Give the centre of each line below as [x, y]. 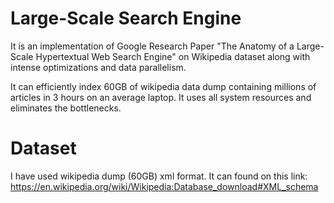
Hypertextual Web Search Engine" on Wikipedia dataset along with [173, 56]
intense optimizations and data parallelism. [98, 67]
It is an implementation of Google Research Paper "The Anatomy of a [152, 46]
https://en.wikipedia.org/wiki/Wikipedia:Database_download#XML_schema [164, 186]
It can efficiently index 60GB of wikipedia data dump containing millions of [163, 86]
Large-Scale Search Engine [126, 18]
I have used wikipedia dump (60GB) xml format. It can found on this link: [159, 176]
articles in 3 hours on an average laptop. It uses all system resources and [161, 97]
